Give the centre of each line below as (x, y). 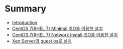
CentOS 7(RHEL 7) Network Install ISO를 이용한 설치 (65, 34)
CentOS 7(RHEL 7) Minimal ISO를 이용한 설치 (57, 28)
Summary (25, 9)
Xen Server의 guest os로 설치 (42, 41)
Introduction (25, 22)
